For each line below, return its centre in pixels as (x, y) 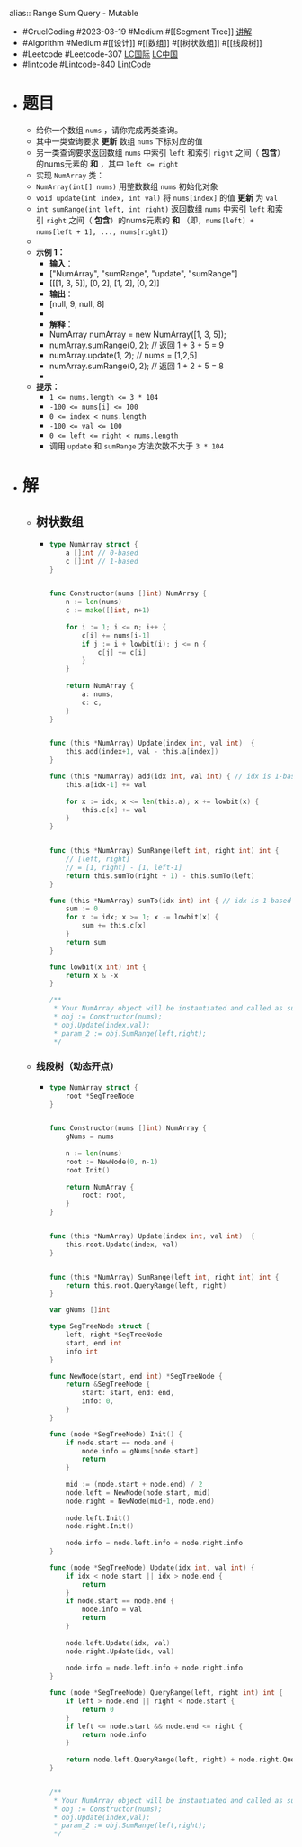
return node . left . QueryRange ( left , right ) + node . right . (174, 1760)
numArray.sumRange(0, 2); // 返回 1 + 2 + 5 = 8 (137, 366)
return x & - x (92, 975)
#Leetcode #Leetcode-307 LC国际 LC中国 (100, 54)
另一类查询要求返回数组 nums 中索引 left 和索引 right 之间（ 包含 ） (160, 152)
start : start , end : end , (128, 1393)
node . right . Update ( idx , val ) (120, 1652)
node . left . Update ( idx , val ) (118, 1643)
